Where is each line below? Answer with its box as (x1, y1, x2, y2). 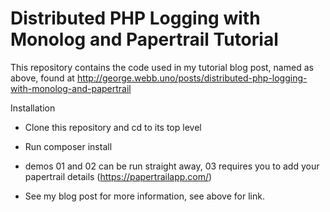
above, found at (10, 72, 75, 84)
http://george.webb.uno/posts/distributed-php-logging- (76, 72, 308, 84)
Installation (10, 102, 56, 114)
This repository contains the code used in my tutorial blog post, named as (10, 61, 314, 73)
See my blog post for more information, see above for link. (24, 190, 265, 202)
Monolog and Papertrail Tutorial (10, 28, 279, 51)
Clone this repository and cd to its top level (24, 121, 202, 133)
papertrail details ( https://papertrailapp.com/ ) (24, 170, 213, 182)
